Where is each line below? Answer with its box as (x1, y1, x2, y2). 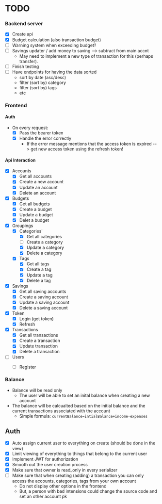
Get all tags (26, 261, 49, 267)
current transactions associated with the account (12, 408, 111, 414)
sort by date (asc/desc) (19, 74, 66, 80)
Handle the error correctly (19, 135, 72, 141)
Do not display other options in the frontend (19, 483, 107, 489)
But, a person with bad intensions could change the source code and (19, 488, 158, 494)
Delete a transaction (19, 349, 60, 355)
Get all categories (26, 234, 62, 240)
